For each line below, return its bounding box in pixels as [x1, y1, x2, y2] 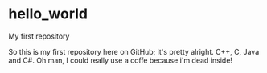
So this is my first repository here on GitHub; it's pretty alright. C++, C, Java [8, 47, 260, 56]
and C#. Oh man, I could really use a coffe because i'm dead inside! [8, 55, 233, 65]
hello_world [8, 5, 88, 23]
